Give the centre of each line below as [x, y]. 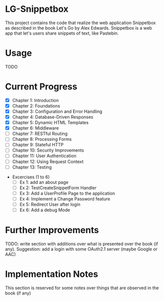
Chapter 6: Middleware [35, 128]
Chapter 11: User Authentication [44, 156]
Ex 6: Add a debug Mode [45, 210]
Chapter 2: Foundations [36, 106]
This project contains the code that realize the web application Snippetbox [81, 23]
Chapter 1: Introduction [35, 100]
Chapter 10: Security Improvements [48, 150]
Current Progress [41, 87]
